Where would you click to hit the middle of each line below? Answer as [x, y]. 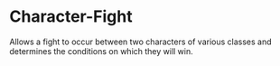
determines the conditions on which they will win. [102, 51]
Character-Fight [71, 17]
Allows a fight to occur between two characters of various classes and [141, 42]
